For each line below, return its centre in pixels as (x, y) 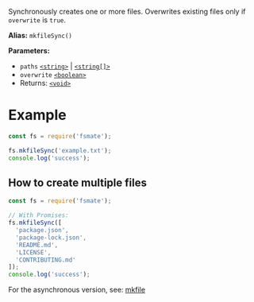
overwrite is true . (37, 20)
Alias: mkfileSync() (40, 35)
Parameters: (29, 50)
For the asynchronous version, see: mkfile (77, 290)
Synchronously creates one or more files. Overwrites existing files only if (127, 12)
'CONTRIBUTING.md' (46, 260)
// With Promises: (38, 215)
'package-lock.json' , (51, 238)
